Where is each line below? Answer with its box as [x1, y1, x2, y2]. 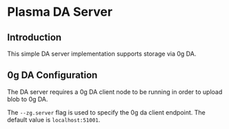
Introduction [7, 32, 62, 43]
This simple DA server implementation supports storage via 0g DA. [7, 49, 197, 58]
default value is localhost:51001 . [7, 115, 101, 124]
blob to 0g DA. [7, 95, 48, 103]
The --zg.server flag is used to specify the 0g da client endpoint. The [7, 108, 206, 117]
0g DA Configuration [7, 69, 98, 81]
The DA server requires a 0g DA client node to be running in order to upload [7, 87, 223, 96]
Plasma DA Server [7, 4, 112, 20]
